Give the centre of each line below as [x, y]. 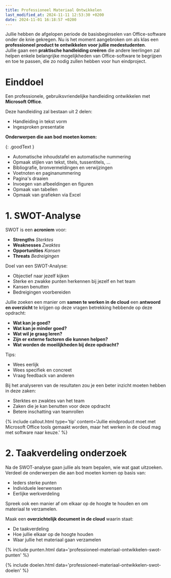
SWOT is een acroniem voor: [36, 230]
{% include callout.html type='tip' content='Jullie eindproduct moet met [81, 422]
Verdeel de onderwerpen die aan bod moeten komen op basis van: [76, 473]
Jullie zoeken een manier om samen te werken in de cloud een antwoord [83, 302]
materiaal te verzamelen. [31, 509]
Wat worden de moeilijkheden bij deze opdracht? [66, 345]
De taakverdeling [31, 529]
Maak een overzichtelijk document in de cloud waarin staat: [69, 519]
